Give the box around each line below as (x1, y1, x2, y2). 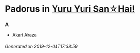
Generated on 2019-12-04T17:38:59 (5, 43, 78, 50)
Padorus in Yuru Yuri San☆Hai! (5, 3, 135, 15)
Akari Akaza (12, 32, 37, 38)
